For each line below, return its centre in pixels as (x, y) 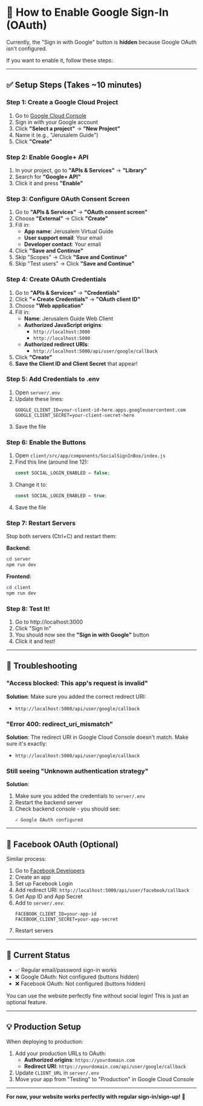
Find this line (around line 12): (52, 462)
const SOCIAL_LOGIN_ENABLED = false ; (63, 473)
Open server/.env (37, 392)
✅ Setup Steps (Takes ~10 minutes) (74, 85)
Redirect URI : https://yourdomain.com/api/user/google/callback (105, 1066)
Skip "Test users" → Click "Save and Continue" (75, 264)
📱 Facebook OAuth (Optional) (63, 844)
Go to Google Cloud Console (50, 115)
